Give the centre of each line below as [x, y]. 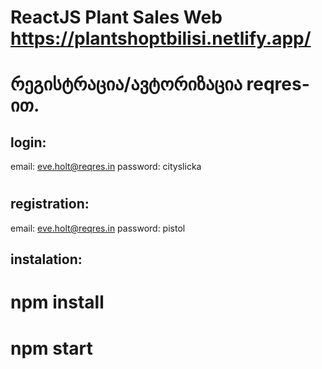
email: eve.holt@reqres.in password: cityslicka [106, 167]
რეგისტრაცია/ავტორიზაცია [126, 84]
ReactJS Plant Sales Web [116, 17]
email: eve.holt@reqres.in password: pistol [98, 228]
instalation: [46, 259]
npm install [57, 302]
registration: [50, 204]
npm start [51, 348]
